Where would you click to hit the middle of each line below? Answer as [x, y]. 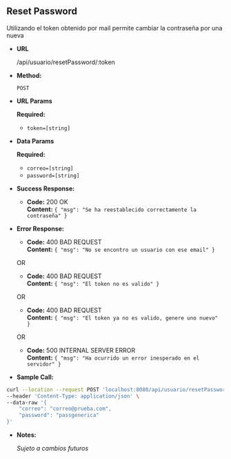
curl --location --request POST [53, 389]
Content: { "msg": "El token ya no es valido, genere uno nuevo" [122, 318]
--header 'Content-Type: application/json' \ [73, 396]
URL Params [34, 101]
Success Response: [46, 188]
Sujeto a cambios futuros [52, 449]
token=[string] [48, 128]
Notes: [26, 435]
